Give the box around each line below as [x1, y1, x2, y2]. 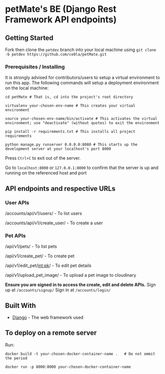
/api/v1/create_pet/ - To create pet [5, 253, 75, 259]
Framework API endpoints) [5, 14, 117, 25]
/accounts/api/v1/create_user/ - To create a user [5, 220, 103, 226]
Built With [5, 301, 36, 310]
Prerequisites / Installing [5, 63, 65, 70]
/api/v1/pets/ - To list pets [5, 244, 57, 249]
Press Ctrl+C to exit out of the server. [5, 155, 81, 161]
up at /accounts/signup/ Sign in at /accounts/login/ [5, 287, 111, 293]
